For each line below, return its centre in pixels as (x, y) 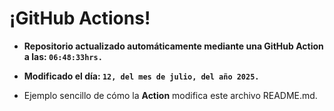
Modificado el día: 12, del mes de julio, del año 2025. (141, 76)
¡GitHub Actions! (80, 18)
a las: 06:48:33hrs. (63, 56)
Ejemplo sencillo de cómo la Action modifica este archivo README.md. (170, 95)
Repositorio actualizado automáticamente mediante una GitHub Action (173, 46)
